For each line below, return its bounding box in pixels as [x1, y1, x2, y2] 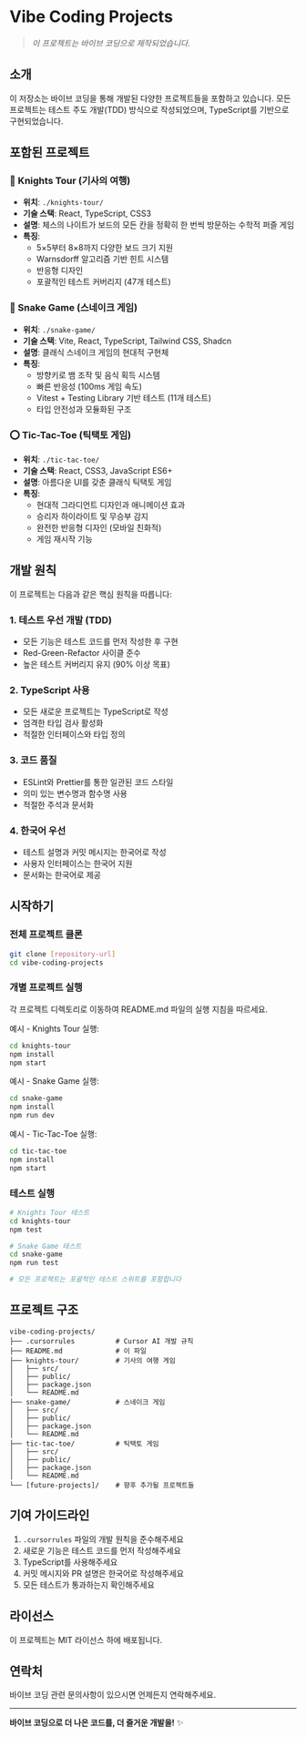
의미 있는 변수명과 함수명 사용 [22, 788, 127, 799]
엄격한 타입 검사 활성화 [22, 718, 104, 729]
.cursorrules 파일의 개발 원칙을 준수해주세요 [22, 1533, 184, 1545]
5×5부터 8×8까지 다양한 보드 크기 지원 [36, 242, 174, 253]
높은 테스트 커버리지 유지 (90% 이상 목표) [22, 659, 171, 670]
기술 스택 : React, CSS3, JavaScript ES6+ [22, 465, 173, 476]
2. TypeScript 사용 [9, 684, 90, 697]
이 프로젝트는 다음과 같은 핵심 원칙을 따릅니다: [9, 588, 173, 599]
